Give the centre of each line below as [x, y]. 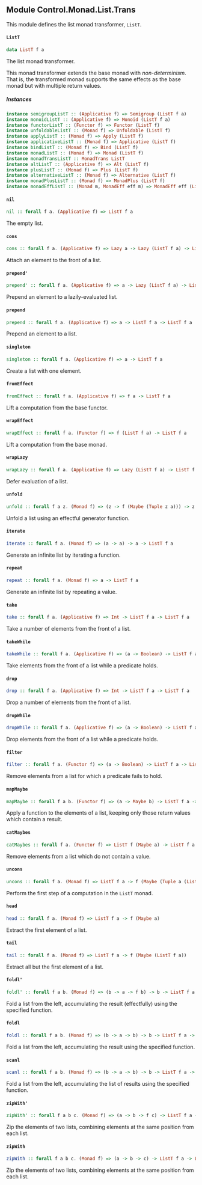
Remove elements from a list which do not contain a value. [79, 856]
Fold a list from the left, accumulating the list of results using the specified [98, 1083]
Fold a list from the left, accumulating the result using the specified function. [101, 1047]
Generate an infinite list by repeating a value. [62, 592]
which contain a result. [34, 819]
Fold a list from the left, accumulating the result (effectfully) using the [92, 1003]
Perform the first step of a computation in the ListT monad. [80, 893]
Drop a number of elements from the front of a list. [69, 702]
